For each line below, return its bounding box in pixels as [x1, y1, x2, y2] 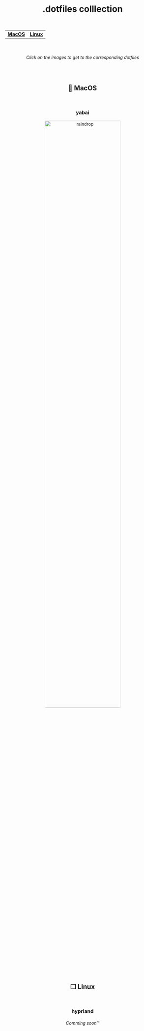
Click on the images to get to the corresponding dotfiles [26, 55, 139, 60]
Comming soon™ [65, 1020, 100, 1026]
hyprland [71, 1008, 94, 1015]
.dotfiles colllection [42, 3, 123, 15]
